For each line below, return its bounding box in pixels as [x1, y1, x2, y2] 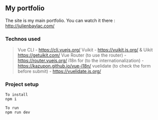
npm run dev [5, 110, 30, 115]
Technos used [5, 35, 41, 42]
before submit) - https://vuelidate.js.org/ [17, 68, 102, 75]
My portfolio [5, 4, 45, 13]
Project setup [5, 81, 39, 88]
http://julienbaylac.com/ [5, 23, 55, 29]
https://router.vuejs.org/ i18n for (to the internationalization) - [17, 57, 144, 64]
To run [5, 105, 19, 110]
